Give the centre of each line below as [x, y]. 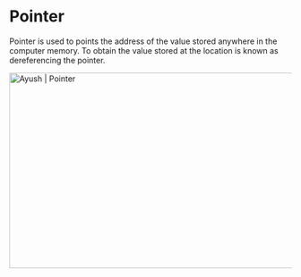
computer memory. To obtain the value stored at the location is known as [144, 50]
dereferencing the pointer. [57, 60]
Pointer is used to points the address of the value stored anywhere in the [143, 41]
